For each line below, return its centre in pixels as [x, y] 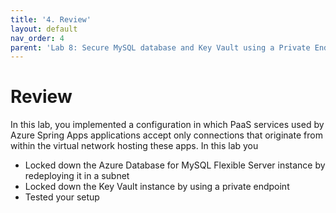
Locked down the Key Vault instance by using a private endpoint [157, 187]
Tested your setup [62, 197]
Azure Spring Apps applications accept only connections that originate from [166, 135]
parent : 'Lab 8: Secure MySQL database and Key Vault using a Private [160, 47]
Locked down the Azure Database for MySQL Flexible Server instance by [175, 165]
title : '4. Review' [51, 19]
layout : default [44, 29]
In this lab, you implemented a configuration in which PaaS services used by [167, 125]
